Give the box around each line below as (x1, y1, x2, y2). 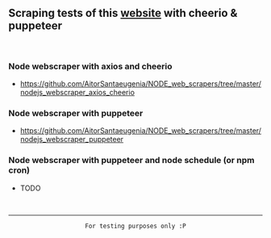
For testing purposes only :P (84, 222, 187, 230)
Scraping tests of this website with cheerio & (8, 6, 238, 20)
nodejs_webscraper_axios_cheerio (19, 88, 135, 98)
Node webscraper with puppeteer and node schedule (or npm (8, 155, 256, 166)
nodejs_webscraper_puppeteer (19, 135, 123, 144)
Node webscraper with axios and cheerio (8, 61, 173, 72)
